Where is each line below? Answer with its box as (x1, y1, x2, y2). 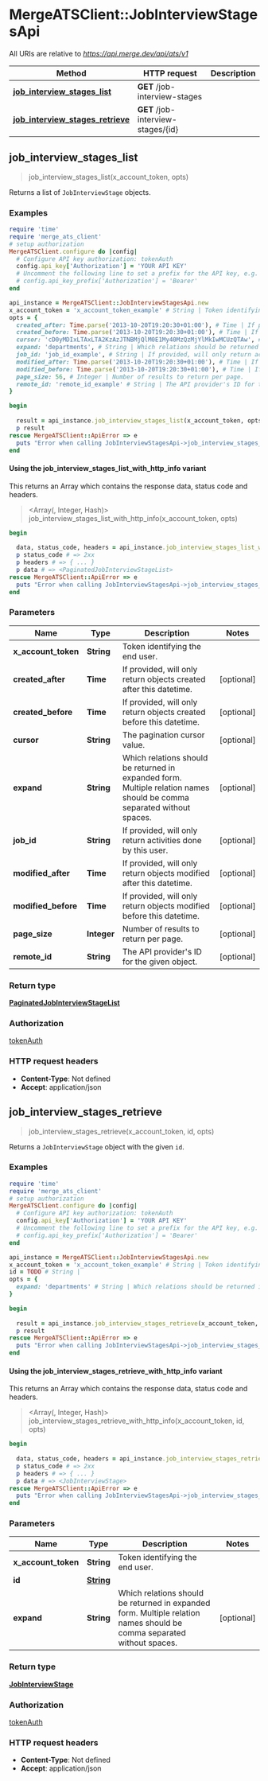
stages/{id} (137, 123, 179, 134)
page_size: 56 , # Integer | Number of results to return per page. (16, 372, 245, 381)
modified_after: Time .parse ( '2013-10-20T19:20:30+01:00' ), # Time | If (16, 358, 259, 366)
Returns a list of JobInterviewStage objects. (9, 187, 151, 196)
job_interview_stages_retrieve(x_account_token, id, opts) (28, 1126, 215, 1136)
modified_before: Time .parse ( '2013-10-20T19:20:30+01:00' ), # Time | (16, 365, 251, 373)
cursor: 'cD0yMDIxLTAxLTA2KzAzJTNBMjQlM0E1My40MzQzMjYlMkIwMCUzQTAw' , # (16, 336, 262, 344)
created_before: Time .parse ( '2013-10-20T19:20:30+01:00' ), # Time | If (16, 329, 259, 336)
